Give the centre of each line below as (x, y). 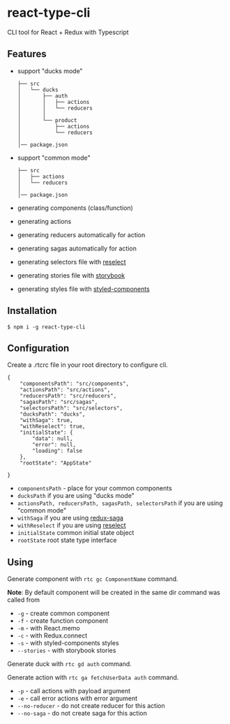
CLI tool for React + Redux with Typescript (68, 32)
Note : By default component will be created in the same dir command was (114, 593)
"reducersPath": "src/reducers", (68, 396)
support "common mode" (54, 158)
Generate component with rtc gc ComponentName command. (93, 579)
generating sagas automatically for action (77, 248)
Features (27, 54)
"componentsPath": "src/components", (75, 384)
